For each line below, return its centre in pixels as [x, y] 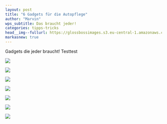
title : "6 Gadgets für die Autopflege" [46, 14]
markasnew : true [22, 38]
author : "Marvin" [23, 19]
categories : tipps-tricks [32, 28]
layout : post [19, 10]
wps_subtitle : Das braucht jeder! [41, 23]
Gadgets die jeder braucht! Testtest [42, 51]
